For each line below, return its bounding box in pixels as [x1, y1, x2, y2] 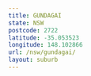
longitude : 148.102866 [8, 41, 83, 49]
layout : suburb [8, 56, 59, 64]
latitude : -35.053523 [8, 33, 80, 42]
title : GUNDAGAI [8, 11, 62, 20]
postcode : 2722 [8, 26, 59, 34]
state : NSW [8, 19, 44, 27]
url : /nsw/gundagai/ [8, 48, 77, 56]
